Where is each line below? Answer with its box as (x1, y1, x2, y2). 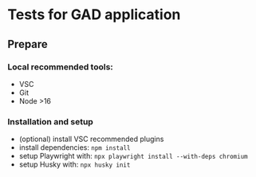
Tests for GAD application (7, 6, 181, 24)
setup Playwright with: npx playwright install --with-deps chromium (18, 151, 248, 161)
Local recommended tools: (7, 61, 113, 73)
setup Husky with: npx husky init (18, 159, 131, 169)
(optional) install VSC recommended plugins (18, 134, 164, 144)
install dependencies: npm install (18, 143, 131, 152)
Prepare (7, 37, 49, 51)
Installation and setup (7, 116, 93, 127)
